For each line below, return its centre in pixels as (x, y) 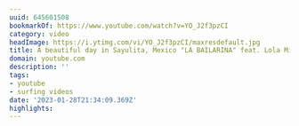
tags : (19, 75)
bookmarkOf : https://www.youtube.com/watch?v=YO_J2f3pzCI (119, 26)
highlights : (31, 108)
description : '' (39, 67)
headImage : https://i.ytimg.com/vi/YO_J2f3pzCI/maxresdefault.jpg (135, 42)
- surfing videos (41, 91)
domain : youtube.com (48, 59)
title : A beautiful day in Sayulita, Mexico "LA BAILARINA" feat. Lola (145, 51)
